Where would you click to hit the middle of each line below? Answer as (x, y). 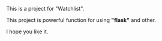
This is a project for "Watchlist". (45, 9)
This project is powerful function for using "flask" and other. (81, 20)
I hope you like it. (27, 31)
